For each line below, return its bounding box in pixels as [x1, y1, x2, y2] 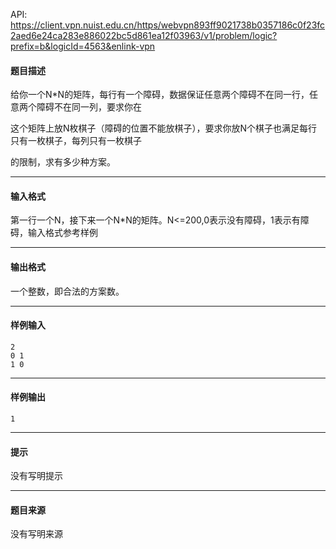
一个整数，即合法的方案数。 [10, 285, 125, 297]
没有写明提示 [10, 470, 63, 482]
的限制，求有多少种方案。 [10, 156, 116, 168]
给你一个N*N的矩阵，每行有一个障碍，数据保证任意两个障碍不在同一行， [10, 89, 310, 101]
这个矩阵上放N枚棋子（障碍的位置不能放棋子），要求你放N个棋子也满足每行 [10, 122, 318, 134]
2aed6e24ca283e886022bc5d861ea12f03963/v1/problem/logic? [10, 30, 278, 41]
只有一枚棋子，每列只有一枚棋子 [10, 135, 142, 147]
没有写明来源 [10, 528, 63, 540]
